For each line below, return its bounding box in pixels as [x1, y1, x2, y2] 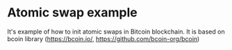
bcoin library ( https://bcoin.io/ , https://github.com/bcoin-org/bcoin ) [7, 34, 200, 42]
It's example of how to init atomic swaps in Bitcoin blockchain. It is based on [7, 27, 225, 36]
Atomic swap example [7, 5, 138, 21]
